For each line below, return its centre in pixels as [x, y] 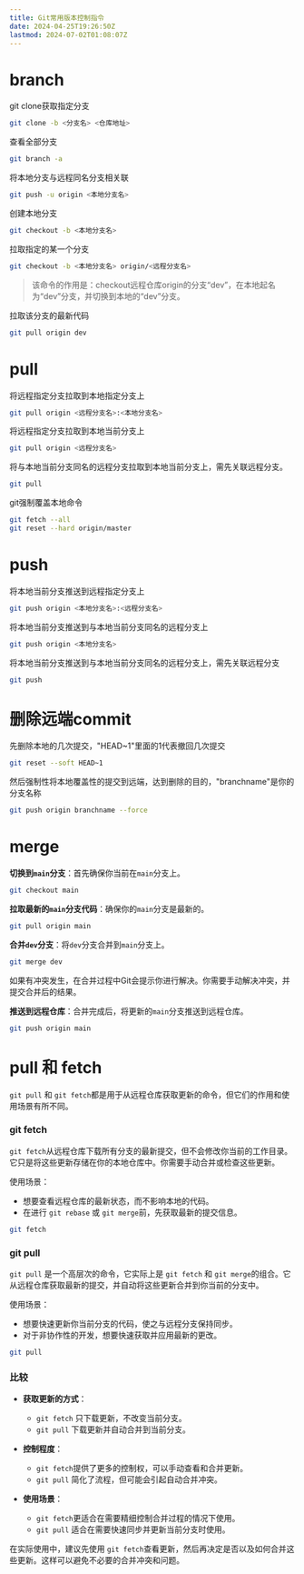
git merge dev [36, 962]
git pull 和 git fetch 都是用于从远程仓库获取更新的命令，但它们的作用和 [146, 1094]
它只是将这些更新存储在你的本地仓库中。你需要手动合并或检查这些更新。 [144, 1162]
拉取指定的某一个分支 [49, 249]
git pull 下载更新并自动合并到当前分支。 [113, 1429]
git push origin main [50, 1028]
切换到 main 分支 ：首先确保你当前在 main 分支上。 [98, 873]
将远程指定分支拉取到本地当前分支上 [77, 431]
